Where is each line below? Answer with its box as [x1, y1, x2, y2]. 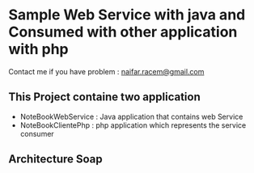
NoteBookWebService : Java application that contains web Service [19, 112, 243, 121]
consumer [19, 129, 54, 138]
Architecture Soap [8, 152, 103, 167]
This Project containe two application [8, 91, 201, 104]
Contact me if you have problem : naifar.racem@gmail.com [8, 66, 205, 76]
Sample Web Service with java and [8, 6, 246, 24]
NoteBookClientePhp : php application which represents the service [19, 120, 247, 130]
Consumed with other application [8, 23, 238, 41]
